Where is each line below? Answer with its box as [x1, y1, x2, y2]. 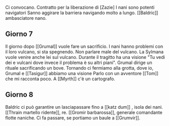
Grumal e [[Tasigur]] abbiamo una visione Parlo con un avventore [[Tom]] [5, 70, 159, 76]
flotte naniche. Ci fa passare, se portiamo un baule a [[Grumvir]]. [5, 114, 141, 121]
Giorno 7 [5, 30, 33, 39]
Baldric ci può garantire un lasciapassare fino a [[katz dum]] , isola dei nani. [5, 104, 163, 110]
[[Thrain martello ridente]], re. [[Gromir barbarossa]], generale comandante [5, 109, 162, 115]
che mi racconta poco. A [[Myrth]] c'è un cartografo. [5, 76, 116, 82]
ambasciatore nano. [5, 15, 47, 21]
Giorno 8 [5, 90, 33, 99]
